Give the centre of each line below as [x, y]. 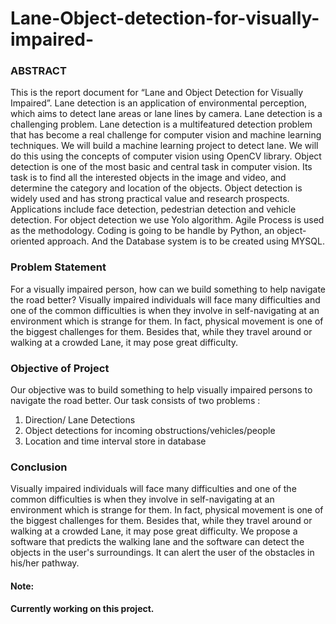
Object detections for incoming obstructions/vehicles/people [150, 431]
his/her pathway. [45, 563]
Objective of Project [60, 368]
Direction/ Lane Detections [80, 420]
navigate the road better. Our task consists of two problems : [135, 401]
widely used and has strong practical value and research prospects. [150, 199]
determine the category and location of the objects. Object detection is [156, 188]
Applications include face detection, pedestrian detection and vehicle [153, 209]
